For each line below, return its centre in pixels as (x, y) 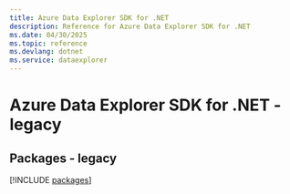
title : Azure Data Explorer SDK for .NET (89, 18)
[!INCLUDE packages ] (51, 180)
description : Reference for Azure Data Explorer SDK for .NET (130, 26)
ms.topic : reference (49, 43)
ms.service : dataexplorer (58, 60)
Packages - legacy (63, 158)
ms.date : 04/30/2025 (49, 35)
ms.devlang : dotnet (47, 52)
